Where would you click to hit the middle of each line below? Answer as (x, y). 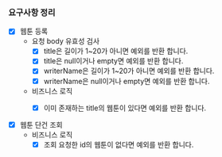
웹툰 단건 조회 (41, 124)
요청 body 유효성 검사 (66, 41)
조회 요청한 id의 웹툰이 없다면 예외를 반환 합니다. (119, 144)
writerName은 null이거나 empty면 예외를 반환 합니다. (127, 81)
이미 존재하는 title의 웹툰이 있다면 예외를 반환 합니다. (125, 108)
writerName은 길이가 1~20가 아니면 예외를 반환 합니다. (129, 71)
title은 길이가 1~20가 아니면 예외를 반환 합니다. (116, 51)
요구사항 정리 (32, 12)
